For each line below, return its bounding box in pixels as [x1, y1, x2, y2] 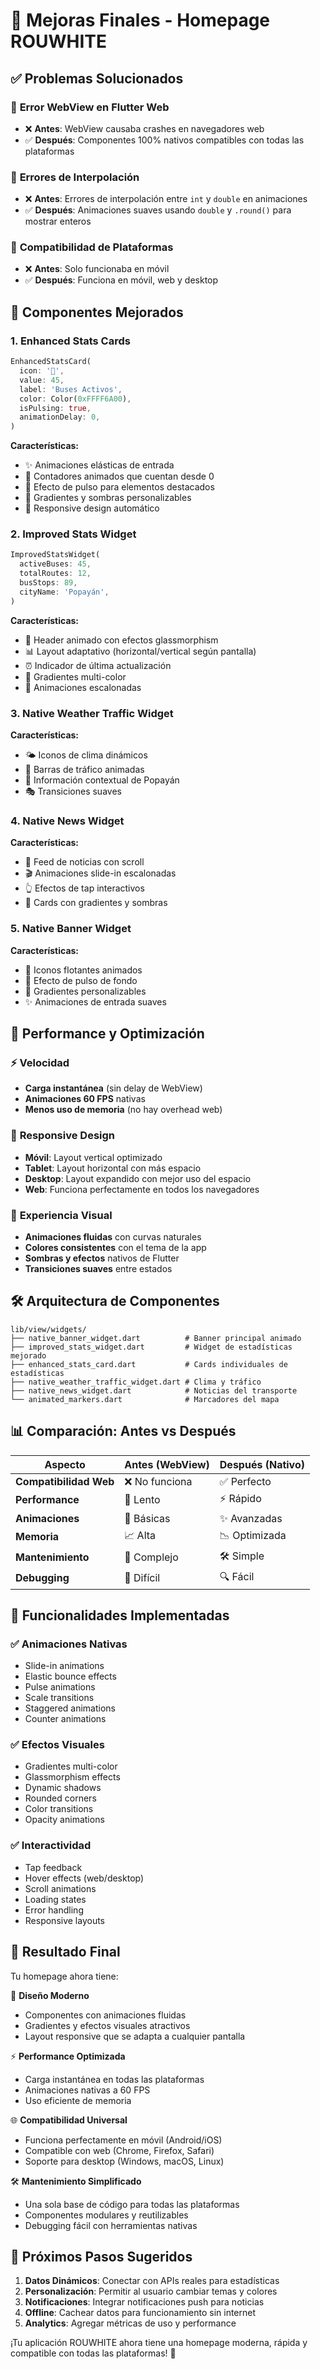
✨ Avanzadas [219, 1511, 283, 1525]
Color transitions [24, 1803, 94, 1815]
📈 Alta [124, 1528, 157, 1542]
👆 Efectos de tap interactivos [24, 882, 145, 894]
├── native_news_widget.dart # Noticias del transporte [10, 1385, 298, 1396]
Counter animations [24, 1713, 107, 1725]
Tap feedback [24, 1861, 83, 1873]
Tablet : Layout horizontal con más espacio [24, 1162, 202, 1174]
